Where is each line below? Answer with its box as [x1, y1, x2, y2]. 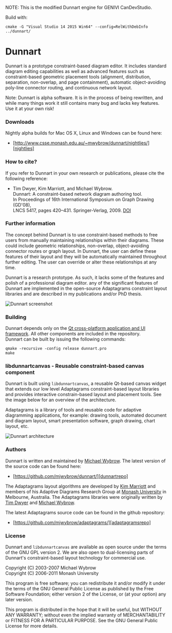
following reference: [5, 175, 48, 181]
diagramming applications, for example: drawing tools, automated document [5, 412, 167, 418]
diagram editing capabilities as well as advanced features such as [5, 68, 145, 74]
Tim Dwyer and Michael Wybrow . [5, 499, 75, 506]
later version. [5, 597, 33, 603]
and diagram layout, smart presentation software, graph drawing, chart [5, 418, 156, 424]
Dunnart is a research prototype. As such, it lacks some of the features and [5, 274, 164, 281]
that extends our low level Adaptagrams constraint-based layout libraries [5, 386, 159, 392]
